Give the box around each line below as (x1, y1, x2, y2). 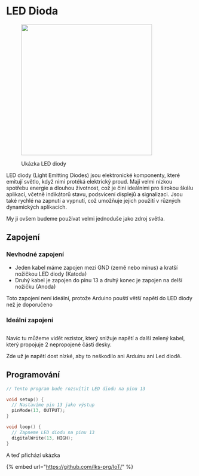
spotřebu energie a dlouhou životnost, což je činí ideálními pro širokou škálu (6, 184, 194, 191)
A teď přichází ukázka (6, 451, 60, 459)
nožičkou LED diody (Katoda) (14, 270, 87, 277)
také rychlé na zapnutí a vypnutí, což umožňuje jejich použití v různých (6, 197, 181, 204)
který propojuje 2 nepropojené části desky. (6, 341, 112, 348)
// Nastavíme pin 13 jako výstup (11, 402, 95, 408)
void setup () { (6, 396, 44, 402)
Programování (6, 370, 60, 380)
